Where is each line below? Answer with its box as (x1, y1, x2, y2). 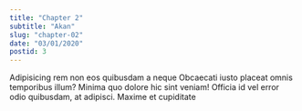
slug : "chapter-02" (9, 30, 84, 39)
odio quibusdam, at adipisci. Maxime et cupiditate (9, 92, 196, 103)
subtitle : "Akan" (9, 22, 76, 31)
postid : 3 (9, 47, 47, 56)
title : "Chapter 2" (9, 13, 84, 23)
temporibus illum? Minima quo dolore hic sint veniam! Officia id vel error (9, 82, 280, 93)
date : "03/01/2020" (9, 38, 84, 48)
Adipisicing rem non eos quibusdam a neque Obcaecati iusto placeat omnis (9, 72, 294, 83)
